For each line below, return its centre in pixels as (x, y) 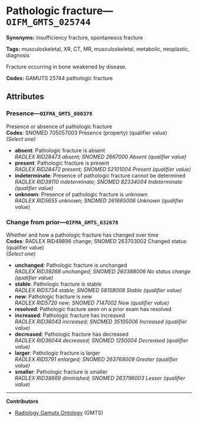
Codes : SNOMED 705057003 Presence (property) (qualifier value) (87, 133)
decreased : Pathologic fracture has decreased (71, 334)
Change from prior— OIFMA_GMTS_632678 (62, 222)
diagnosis (18, 55)
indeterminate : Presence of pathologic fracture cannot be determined (100, 175)
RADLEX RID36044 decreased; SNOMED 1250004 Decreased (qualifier (101, 340)
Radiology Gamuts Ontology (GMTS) (59, 413)
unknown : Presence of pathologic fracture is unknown (81, 194)
